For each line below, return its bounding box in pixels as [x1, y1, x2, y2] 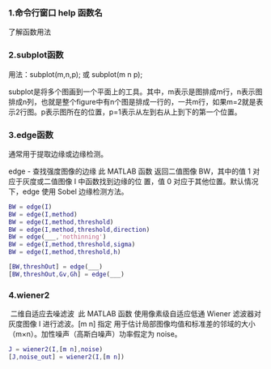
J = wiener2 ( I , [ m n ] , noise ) [8, 345, 104, 354]
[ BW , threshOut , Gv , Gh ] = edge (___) [8, 270, 125, 278]
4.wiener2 [8, 290, 50, 301]
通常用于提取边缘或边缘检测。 [8, 148, 108, 159]
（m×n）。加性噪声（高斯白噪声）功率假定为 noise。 [8, 329, 182, 339]
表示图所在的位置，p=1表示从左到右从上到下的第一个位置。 [45, 107, 242, 117]
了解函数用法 [8, 27, 51, 37]
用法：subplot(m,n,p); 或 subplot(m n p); [8, 69, 143, 79]
